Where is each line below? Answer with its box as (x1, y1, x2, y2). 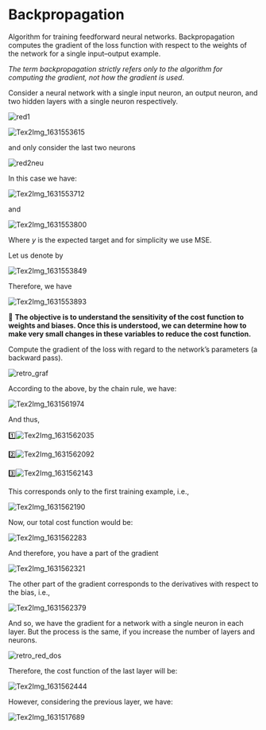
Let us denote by (8, 250, 64, 260)
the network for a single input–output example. (8, 49, 161, 58)
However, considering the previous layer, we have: (8, 697, 173, 706)
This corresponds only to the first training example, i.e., (8, 487, 189, 496)
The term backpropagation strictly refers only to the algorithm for (8, 64, 223, 73)
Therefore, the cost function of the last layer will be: (8, 666, 178, 675)
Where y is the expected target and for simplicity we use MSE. (8, 235, 212, 244)
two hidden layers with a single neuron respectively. (8, 96, 179, 106)
